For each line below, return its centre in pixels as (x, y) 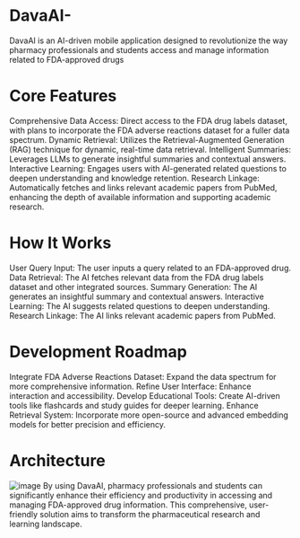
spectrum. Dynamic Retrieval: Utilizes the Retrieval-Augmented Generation (147, 139)
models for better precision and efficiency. (88, 424)
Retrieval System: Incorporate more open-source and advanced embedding (149, 415)
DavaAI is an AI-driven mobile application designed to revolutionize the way (149, 40)
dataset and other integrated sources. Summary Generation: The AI (133, 287)
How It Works (60, 243)
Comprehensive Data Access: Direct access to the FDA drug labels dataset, (149, 120)
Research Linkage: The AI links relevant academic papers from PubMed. (142, 315)
